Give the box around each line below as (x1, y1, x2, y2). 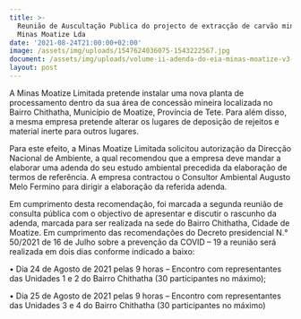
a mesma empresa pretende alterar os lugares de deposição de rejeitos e (9, 116, 279, 126)
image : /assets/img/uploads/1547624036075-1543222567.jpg (9, 47, 230, 56)
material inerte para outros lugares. (9, 125, 139, 136)
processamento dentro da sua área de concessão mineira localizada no (9, 97, 273, 108)
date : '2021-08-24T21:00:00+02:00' (9, 38, 142, 47)
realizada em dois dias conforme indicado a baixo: (9, 246, 195, 256)
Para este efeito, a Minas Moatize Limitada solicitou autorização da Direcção (9, 142, 292, 153)
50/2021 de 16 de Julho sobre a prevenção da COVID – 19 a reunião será (9, 237, 277, 247)
